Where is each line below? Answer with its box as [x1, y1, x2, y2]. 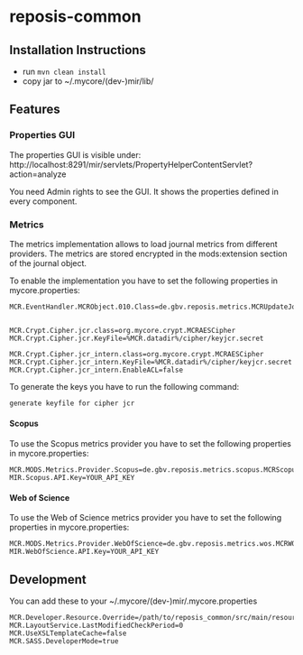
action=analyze [9, 169, 67, 180]
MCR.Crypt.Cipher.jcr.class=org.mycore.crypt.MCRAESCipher [9, 326, 236, 335]
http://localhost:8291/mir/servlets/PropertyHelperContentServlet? [9, 159, 253, 170]
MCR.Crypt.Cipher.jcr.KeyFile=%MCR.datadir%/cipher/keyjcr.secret [9, 334, 264, 343]
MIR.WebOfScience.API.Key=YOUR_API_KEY [9, 548, 160, 557]
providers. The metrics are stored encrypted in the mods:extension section [9, 248, 288, 259]
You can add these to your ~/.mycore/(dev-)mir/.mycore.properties [9, 595, 258, 606]
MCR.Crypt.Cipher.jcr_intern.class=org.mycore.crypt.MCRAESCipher [9, 349, 264, 358]
